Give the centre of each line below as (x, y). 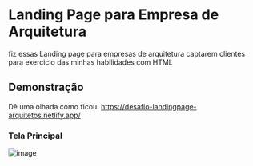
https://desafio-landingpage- (149, 106)
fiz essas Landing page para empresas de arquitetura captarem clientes (127, 53)
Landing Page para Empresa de (114, 15)
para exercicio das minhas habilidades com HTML (91, 62)
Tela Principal (35, 136)
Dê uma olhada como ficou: (54, 106)
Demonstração (46, 87)
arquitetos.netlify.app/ (45, 115)
